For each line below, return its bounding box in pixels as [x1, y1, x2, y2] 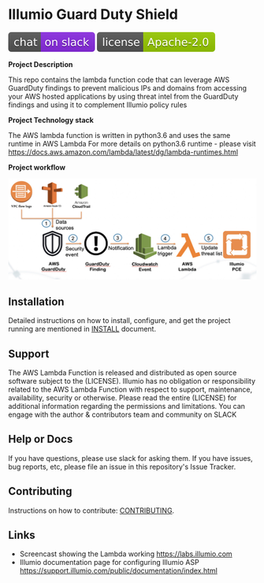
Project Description [8, 59, 73, 69]
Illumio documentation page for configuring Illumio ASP [19, 558, 199, 567]
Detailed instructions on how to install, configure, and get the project [8, 316, 231, 325]
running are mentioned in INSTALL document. [8, 325, 156, 334]
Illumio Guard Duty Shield [8, 6, 179, 24]
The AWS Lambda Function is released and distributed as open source [8, 368, 237, 377]
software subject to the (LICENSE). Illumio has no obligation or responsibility [8, 377, 256, 385]
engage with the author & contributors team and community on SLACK [8, 410, 237, 419]
